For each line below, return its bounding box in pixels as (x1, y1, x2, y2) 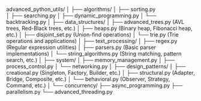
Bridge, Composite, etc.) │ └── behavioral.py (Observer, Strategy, (6, 75, 170, 82)
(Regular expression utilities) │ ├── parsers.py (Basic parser (6, 44, 157, 51)
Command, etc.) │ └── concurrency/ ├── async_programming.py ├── (6, 82, 183, 89)
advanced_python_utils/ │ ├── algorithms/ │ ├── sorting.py (6, 6, 156, 13)
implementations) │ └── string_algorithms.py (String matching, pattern (6, 50, 182, 57)
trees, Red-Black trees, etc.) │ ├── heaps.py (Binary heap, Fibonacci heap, (6, 25, 193, 32)
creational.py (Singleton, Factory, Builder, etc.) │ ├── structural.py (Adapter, (6, 69, 195, 76)
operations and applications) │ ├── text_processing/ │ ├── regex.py (6, 38, 178, 44)
